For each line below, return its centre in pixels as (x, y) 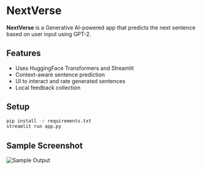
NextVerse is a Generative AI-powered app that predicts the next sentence (101, 28)
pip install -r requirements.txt (49, 121)
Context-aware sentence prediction (60, 75)
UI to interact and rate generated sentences (70, 81)
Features (24, 54)
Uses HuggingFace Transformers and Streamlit (74, 68)
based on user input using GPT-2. (49, 34)
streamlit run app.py (34, 127)
